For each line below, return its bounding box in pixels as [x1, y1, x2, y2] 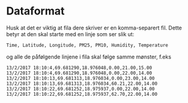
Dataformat [6, 4, 65, 18]
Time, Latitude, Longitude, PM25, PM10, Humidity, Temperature [6, 42, 169, 48]
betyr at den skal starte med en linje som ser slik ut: [6, 30, 134, 37]
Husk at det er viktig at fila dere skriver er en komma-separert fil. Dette [6, 24, 183, 31]
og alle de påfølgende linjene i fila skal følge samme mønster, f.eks [6, 53, 172, 60]
